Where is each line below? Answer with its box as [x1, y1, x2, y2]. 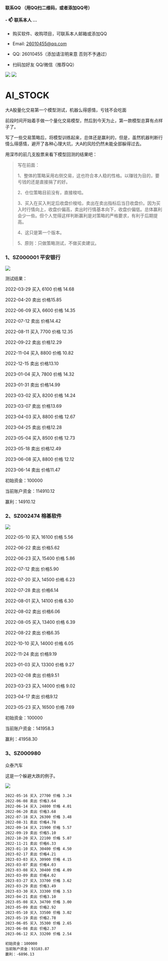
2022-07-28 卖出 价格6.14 [5, 587, 59, 593]
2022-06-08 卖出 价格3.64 [5, 798, 56, 803]
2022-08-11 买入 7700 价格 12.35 [5, 329, 73, 335]
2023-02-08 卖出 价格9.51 [5, 672, 59, 678]
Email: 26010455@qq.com [12, 41, 67, 47]
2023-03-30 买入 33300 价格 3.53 [5, 888, 72, 894]
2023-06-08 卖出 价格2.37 [5, 926, 56, 931]
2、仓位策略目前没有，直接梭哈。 [17, 189, 86, 195]
